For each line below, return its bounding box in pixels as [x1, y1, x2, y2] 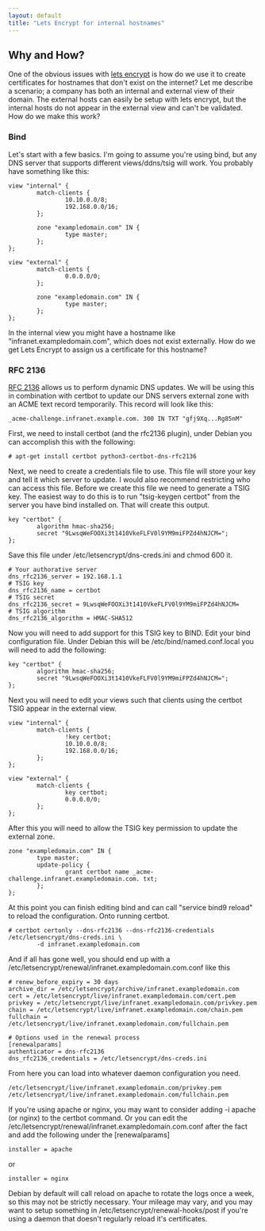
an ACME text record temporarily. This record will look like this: [8, 399, 214, 409]
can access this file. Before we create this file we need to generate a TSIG [8, 483, 250, 492]
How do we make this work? [8, 112, 101, 122]
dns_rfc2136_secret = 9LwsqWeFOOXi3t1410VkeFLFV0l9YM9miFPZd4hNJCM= [8, 600, 240, 608]
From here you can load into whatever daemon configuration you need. [8, 1068, 240, 1078]
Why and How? [8, 48, 85, 62]
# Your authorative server [8, 565, 98, 573]
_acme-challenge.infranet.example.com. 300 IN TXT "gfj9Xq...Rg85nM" [8, 415, 244, 423]
